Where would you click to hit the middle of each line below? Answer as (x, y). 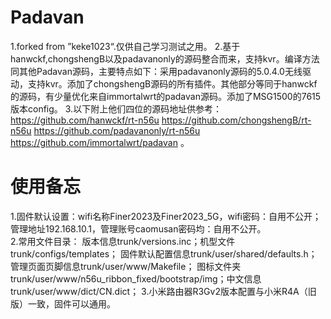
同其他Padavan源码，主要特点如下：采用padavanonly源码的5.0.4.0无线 (156, 71)
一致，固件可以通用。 (71, 303)
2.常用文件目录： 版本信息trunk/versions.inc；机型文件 (123, 241)
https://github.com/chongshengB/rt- (236, 120)
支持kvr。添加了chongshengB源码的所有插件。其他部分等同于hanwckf (172, 83)
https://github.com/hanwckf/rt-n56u (85, 120)
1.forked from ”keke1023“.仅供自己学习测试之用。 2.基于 (125, 46)
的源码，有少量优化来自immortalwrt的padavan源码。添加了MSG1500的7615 (166, 96)
